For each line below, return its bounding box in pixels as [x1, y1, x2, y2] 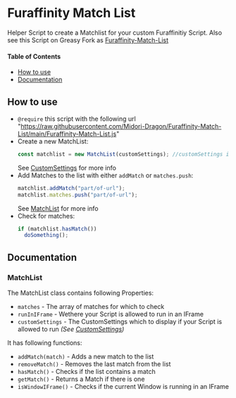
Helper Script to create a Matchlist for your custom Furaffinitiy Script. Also [7, 28, 223, 37]
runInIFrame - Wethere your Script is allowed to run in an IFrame [17, 310, 204, 319]
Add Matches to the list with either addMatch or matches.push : [17, 171, 194, 180]
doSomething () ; [24, 232, 69, 239]
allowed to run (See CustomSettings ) [17, 325, 125, 334]
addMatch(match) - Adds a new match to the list [17, 352, 154, 361]
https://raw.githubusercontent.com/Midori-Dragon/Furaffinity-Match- [20, 122, 222, 130]
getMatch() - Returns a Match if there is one [17, 375, 145, 383]
